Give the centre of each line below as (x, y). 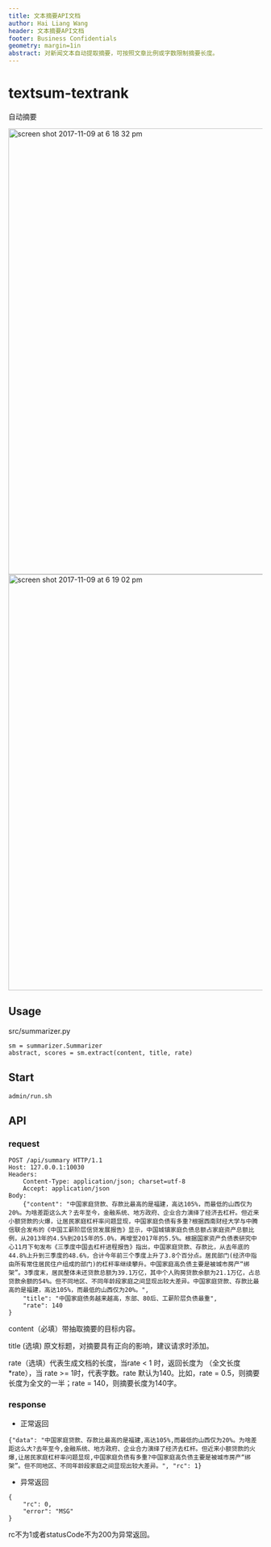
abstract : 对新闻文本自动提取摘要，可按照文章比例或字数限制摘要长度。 (114, 53)
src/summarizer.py (40, 1031)
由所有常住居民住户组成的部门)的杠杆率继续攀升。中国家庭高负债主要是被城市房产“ (126, 1265)
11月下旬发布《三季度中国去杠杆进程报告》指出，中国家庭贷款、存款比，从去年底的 (132, 1248)
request (24, 1144)
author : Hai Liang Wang (48, 23)
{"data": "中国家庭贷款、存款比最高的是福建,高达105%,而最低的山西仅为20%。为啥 (130, 1440)
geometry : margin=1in (45, 46)
